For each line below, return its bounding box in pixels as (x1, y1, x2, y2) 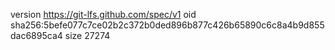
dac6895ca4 (10, 30, 63, 41)
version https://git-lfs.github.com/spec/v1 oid (10, 9, 197, 20)
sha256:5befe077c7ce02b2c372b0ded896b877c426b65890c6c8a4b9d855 (10, 19, 325, 31)
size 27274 (64, 30, 111, 41)
